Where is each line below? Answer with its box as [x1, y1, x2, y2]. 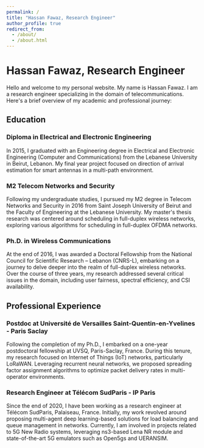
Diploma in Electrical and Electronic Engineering [6, 133, 152, 141]
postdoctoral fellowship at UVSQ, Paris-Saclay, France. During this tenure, [6, 347, 192, 354]
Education [6, 114, 46, 125]
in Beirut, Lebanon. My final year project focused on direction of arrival [6, 160, 185, 167]
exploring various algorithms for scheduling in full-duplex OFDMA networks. [6, 221, 198, 229]
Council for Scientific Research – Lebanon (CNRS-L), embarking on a [6, 257, 180, 265]
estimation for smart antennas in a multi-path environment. [6, 166, 154, 174]
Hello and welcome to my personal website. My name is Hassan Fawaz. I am [6, 84, 198, 91]
